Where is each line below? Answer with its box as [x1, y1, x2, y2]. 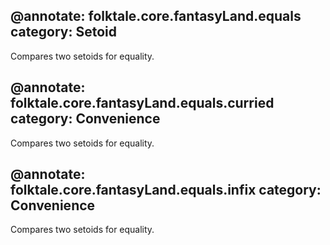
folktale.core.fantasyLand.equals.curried [10, 95, 275, 112]
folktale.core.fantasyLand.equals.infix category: [10, 182, 322, 199]
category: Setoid [10, 24, 117, 41]
